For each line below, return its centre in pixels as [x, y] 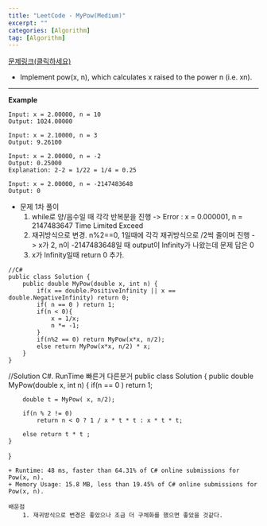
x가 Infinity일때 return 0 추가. [78, 255]
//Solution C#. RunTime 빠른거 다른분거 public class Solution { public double [131, 376]
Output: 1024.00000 [41, 122]
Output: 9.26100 [35, 143]
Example [23, 100]
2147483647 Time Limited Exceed [87, 226]
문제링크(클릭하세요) [40, 61]
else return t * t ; [56, 435]
